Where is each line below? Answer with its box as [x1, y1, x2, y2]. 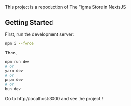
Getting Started [5, 18, 53, 26]
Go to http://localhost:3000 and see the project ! [5, 95, 103, 101]
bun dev [5, 86, 21, 91]
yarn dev [5, 68, 23, 73]
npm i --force [5, 41, 34, 46]
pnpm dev [5, 78, 23, 82]
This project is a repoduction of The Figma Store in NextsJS [5, 4, 126, 10]
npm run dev [5, 59, 29, 64]
